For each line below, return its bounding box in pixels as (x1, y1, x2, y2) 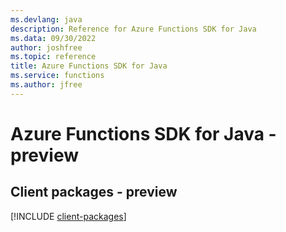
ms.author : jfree (10, 80, 83, 90)
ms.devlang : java (10, 14, 83, 25)
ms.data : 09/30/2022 (10, 33, 97, 43)
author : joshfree (10, 42, 83, 53)
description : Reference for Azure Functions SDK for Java (10, 24, 257, 34)
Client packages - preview (10, 184, 178, 201)
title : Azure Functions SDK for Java (10, 61, 168, 71)
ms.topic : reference (10, 52, 97, 62)
